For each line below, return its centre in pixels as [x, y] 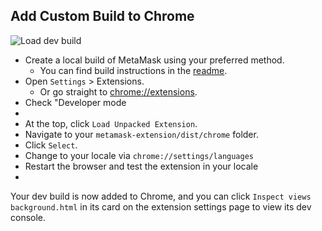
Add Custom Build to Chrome [102, 16]
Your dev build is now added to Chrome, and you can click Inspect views [161, 196]
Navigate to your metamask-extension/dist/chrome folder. [141, 134]
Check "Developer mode [75, 102]
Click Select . [51, 145]
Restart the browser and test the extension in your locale [141, 166]
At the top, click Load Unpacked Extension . [111, 123]
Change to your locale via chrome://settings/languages [139, 155]
